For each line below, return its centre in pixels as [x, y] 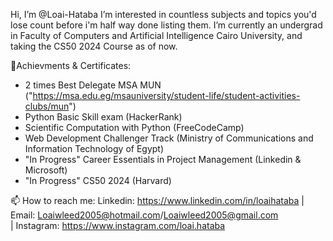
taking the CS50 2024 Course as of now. [94, 46]
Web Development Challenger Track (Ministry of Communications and [169, 138]
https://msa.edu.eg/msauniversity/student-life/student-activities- [166, 95]
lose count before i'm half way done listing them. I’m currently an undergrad [166, 25]
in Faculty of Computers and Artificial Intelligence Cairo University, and [156, 35]
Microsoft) [46, 170]
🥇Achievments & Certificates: [71, 65]
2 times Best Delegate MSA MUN [93, 85]
